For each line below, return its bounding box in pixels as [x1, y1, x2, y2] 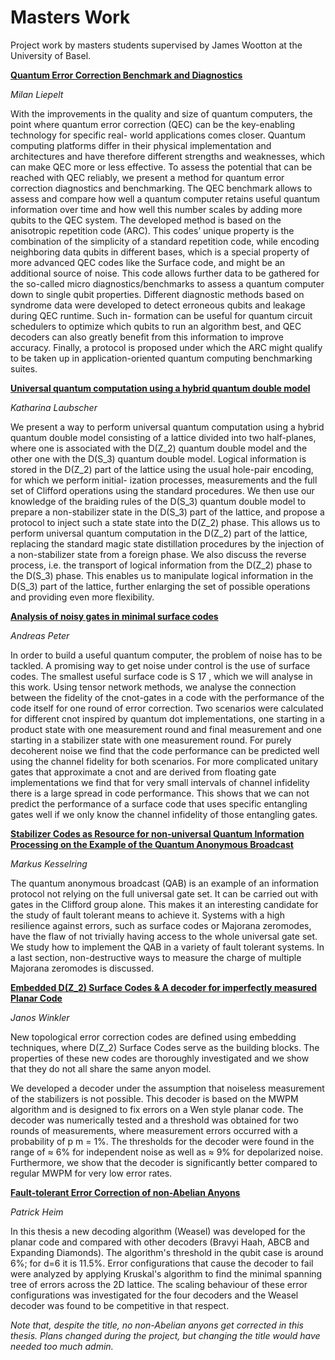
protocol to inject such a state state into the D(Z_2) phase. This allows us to [10, 516, 321, 528]
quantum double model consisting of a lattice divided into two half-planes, [10, 431, 317, 443]
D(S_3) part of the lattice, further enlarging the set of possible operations [10, 580, 311, 592]
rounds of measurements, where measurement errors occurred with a [10, 1124, 298, 1136]
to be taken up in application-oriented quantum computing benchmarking [10, 352, 313, 364]
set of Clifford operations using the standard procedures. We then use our [10, 484, 315, 496]
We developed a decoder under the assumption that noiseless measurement [10, 1082, 325, 1094]
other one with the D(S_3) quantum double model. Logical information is [10, 452, 307, 465]
